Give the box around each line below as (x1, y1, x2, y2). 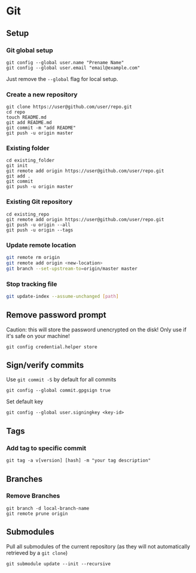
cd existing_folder (6, 158, 55, 164)
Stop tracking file (6, 280, 57, 288)
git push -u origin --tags (6, 227, 73, 233)
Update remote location (6, 241, 76, 249)
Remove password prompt (6, 310, 106, 320)
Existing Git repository (6, 198, 73, 206)
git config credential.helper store (6, 343, 97, 350)
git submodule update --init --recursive (6, 560, 111, 567)
